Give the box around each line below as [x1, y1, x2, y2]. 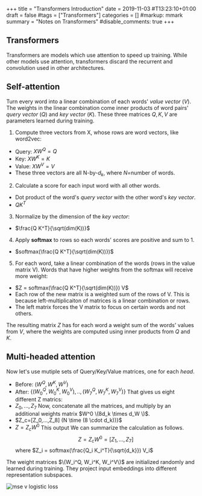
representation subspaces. [6, 471, 73, 479]
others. [14, 310, 33, 317]
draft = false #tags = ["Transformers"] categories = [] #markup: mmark [6, 11, 183, 19]
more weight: [14, 273, 48, 280]
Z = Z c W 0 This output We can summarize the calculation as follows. [14, 422, 184, 433]
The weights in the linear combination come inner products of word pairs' [6, 104, 189, 111]
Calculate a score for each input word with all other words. [14, 182, 161, 189]
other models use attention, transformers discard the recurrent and [6, 57, 173, 65]
